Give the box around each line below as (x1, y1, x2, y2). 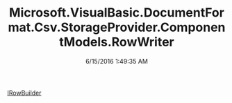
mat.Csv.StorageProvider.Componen (8, 19, 226, 35)
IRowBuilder (7, 88, 42, 97)
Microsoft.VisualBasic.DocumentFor (9, 5, 224, 21)
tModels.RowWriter (58, 35, 175, 50)
